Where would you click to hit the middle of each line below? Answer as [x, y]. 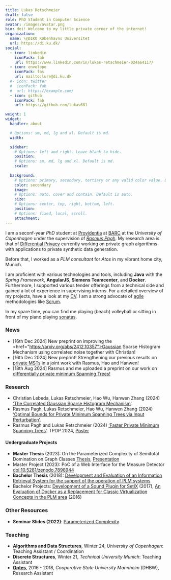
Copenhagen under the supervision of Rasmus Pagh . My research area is [82, 238]
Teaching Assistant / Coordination [48, 551]
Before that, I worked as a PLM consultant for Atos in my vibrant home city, [84, 259]
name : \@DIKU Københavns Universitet [50, 39]
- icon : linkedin [28, 53]
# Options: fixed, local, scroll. [51, 213]
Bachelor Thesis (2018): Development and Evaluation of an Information [87, 475]
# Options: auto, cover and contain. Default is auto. [74, 195]
